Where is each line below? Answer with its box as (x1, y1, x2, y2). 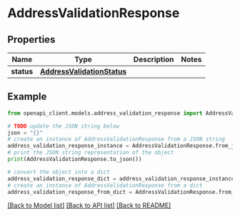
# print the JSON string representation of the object (7, 149, 174, 156)
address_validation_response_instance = (7, 143, 130, 150)
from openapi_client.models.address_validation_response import (7, 109, 203, 117)
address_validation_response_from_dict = (7, 188, 133, 195)
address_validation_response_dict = (7, 175, 116, 182)
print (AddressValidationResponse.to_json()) (7, 155, 142, 163)
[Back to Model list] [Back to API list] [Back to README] (7, 201, 171, 210)
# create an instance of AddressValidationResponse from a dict (7, 182, 203, 189)
